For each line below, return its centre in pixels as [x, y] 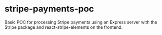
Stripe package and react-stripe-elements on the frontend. [64, 27]
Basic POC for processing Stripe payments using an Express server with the [81, 22]
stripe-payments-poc [49, 9]
